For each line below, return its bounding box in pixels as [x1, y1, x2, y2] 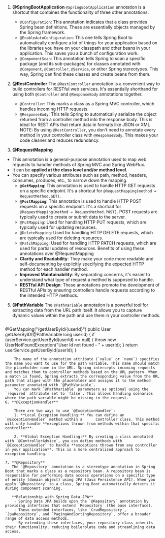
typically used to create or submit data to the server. [19, 214, 126, 220]
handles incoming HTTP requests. [19, 106, 89, 112]
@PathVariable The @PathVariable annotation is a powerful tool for [12, 302, 149, 308]
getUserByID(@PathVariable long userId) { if [5, 332, 95, 337]
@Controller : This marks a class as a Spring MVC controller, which [19, 101, 155, 106]
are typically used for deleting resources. [19, 235, 103, 241]
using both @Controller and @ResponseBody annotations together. [12, 91, 143, 97]
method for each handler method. [19, 266, 88, 272]
